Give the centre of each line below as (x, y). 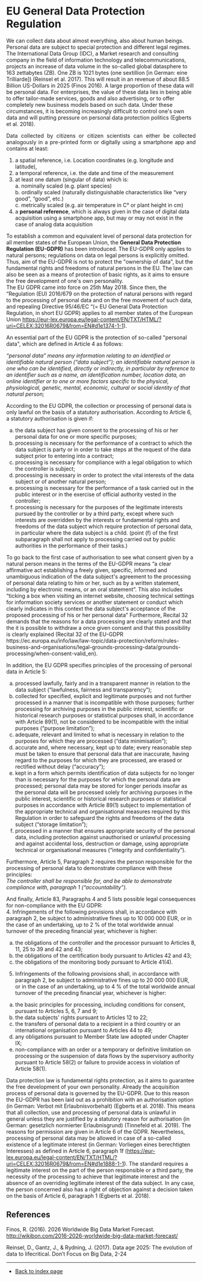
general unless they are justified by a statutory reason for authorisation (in (98, 1119)
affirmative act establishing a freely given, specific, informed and (87, 570)
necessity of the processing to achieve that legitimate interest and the (93, 1176)
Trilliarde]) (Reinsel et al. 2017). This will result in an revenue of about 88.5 (98, 79)
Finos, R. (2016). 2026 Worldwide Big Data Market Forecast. (81, 1229)
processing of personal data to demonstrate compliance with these (89, 868)
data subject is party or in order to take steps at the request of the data (103, 449)
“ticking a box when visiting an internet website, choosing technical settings (100, 596)
